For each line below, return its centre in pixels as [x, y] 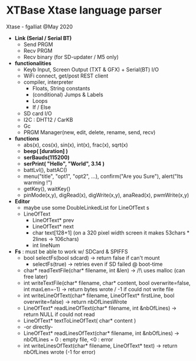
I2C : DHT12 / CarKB [48, 119]
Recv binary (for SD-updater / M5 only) [71, 57]
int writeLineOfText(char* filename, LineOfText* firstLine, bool [99, 295]
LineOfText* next [53, 226]
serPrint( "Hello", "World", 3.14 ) [64, 164]
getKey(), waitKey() [47, 188]
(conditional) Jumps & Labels [68, 95]
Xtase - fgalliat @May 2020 [40, 27]
